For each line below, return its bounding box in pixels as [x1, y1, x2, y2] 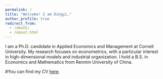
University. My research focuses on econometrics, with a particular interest [5, 49, 159, 54]
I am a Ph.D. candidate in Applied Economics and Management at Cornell [5, 44, 154, 49]
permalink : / [5, 7, 32, 12]
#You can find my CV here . [5, 69, 60, 74]
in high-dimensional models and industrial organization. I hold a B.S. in [5, 54, 148, 59]
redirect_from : [5, 21, 37, 26]
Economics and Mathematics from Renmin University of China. [5, 59, 133, 65]
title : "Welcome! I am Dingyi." [5, 12, 72, 17]
